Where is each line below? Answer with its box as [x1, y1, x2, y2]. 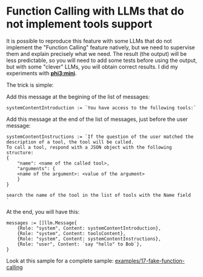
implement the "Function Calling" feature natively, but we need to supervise [6, 44, 195, 51]
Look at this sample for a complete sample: [6, 257, 114, 264]
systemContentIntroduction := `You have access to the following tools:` [6, 104, 197, 111]
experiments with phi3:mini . [6, 69, 77, 77]
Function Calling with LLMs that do [6, 4, 184, 18]
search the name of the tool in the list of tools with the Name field [6, 192, 191, 198]
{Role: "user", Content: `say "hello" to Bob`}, [17, 241, 142, 247]
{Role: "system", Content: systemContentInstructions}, [17, 236, 162, 242]
